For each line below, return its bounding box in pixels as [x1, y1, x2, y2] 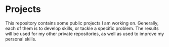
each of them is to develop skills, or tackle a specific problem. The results [5, 25, 159, 31]
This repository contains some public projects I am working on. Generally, [5, 20, 159, 26]
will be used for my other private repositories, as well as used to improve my [5, 30, 164, 36]
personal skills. [5, 36, 36, 42]
